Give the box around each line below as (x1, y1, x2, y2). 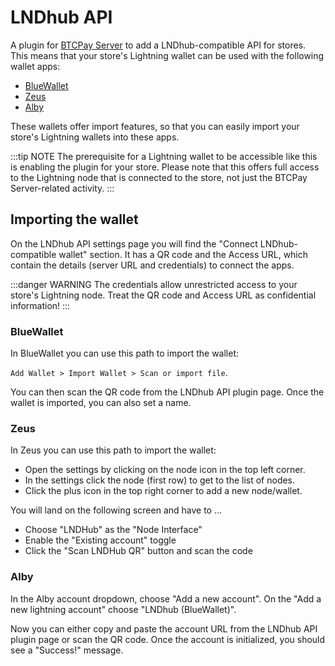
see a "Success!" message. (10, 644, 124, 656)
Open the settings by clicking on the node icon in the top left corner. (24, 464, 306, 476)
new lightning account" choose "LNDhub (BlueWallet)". (10, 603, 237, 615)
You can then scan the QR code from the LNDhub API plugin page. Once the (10, 386, 325, 398)
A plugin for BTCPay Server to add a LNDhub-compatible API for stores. (10, 39, 307, 51)
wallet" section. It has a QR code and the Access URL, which (58, 248, 309, 260)
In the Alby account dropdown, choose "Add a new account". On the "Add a (10, 592, 322, 605)
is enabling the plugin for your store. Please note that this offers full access (10, 161, 320, 173)
